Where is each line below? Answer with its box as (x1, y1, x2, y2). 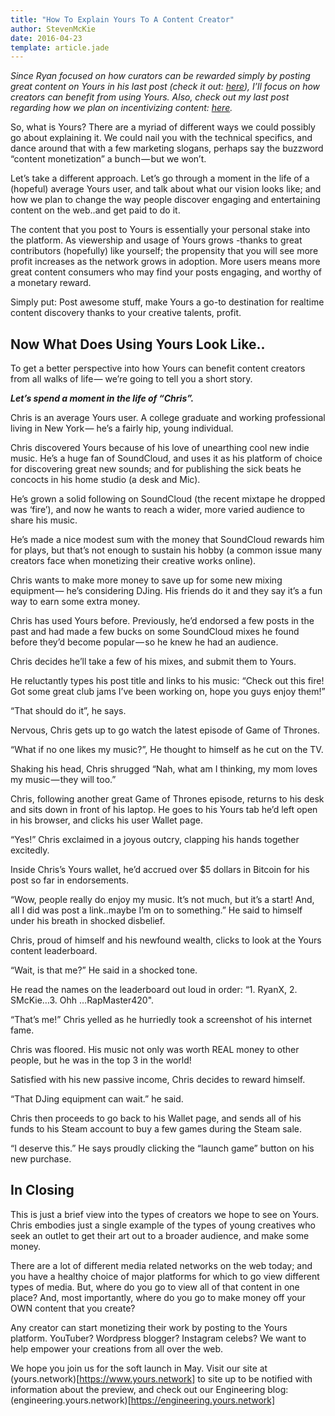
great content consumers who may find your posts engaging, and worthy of (10, 266, 322, 278)
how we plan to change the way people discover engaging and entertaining (10, 194, 321, 206)
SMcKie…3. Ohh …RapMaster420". (10, 994, 155, 1006)
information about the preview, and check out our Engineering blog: (10, 1383, 289, 1395)
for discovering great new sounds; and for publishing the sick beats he (10, 463, 302, 475)
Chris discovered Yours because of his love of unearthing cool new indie (10, 442, 310, 454)
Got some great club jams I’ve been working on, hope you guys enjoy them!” (10, 686, 326, 698)
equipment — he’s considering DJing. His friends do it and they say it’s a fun (10, 585, 323, 597)
